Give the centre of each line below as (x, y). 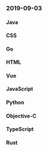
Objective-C (21, 116)
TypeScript (20, 129)
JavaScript (20, 89)
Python (15, 102)
